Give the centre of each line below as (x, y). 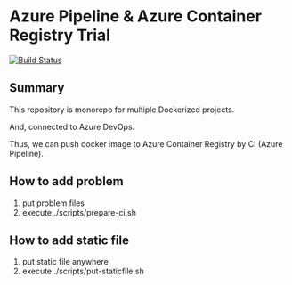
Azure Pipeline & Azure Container (136, 16)
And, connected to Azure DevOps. (72, 126)
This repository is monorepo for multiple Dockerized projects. (122, 110)
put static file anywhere (65, 262)
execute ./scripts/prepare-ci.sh (79, 212)
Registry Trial (60, 35)
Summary (37, 88)
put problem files (53, 203)
